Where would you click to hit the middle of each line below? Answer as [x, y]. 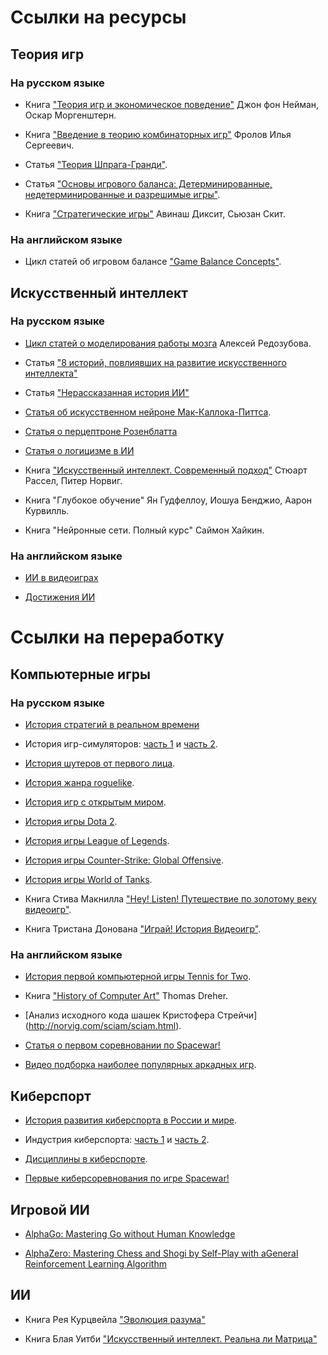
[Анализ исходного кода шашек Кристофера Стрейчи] [141, 1015]
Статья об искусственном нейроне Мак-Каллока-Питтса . [148, 412]
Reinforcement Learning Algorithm [95, 1263]
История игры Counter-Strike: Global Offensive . [124, 860]
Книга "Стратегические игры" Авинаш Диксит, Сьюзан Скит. [155, 213]
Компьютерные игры [81, 674]
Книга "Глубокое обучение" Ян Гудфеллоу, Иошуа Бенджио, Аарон [168, 500]
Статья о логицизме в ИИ [79, 450]
